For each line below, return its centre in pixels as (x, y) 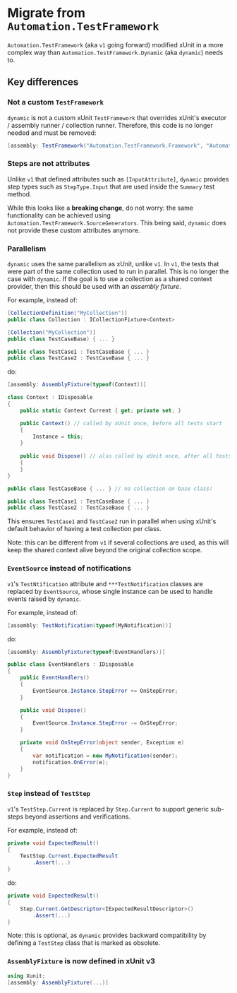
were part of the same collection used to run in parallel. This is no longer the (118, 272)
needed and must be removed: (52, 133)
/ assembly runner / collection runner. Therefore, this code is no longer (110, 125)
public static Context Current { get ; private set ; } (101, 410)
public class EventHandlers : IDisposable (71, 665)
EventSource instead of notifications (69, 569)
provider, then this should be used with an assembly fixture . (94, 287)
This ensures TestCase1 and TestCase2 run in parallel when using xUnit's (112, 521)
